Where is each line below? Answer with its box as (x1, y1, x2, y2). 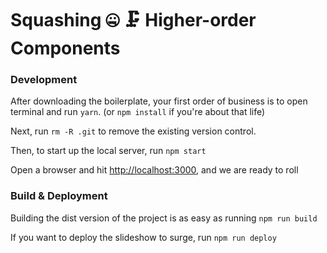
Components (10, 37, 121, 60)
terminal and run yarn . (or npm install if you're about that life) (10, 106, 266, 118)
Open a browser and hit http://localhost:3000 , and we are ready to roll (10, 164, 299, 176)
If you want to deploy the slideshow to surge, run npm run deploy (10, 231, 277, 243)
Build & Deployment (10, 189, 108, 203)
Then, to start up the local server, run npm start (10, 145, 207, 157)
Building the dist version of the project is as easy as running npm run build (10, 212, 318, 224)
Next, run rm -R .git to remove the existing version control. (10, 125, 257, 137)
